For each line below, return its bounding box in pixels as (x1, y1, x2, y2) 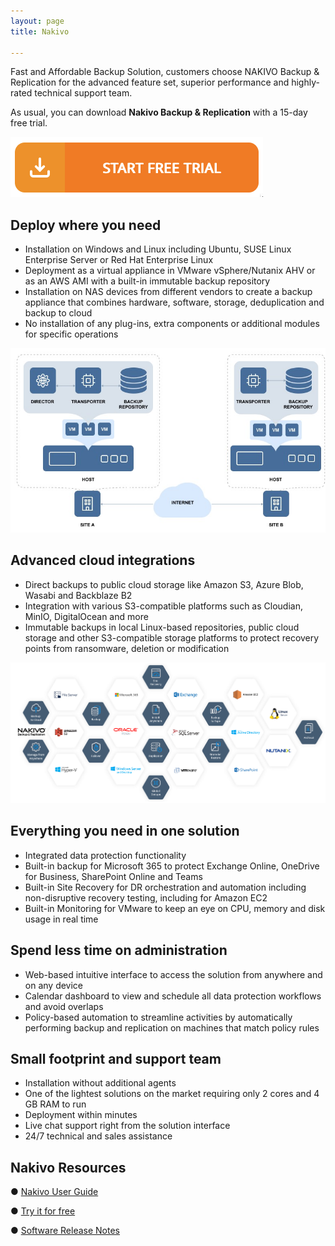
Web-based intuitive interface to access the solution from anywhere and (24, 968, 323, 980)
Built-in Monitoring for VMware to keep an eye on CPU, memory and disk (24, 902, 326, 914)
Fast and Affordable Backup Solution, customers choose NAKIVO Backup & (10, 66, 320, 78)
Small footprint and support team (10, 1050, 222, 1067)
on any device (24, 979, 84, 991)
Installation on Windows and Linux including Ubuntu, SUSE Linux (24, 243, 292, 255)
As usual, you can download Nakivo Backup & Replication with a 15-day (10, 106, 308, 119)
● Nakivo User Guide (10, 1186, 99, 1198)
